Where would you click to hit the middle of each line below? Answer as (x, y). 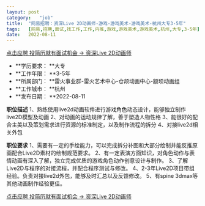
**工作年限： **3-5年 (43, 73)
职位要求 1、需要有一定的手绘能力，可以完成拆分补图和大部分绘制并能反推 (99, 145)
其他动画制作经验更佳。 (36, 183)
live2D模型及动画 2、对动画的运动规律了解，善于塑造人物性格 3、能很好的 (99, 117)
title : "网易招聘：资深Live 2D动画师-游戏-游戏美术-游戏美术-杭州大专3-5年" (96, 23)
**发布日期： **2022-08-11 (50, 97)
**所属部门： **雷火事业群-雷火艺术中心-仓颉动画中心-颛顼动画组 (98, 81)
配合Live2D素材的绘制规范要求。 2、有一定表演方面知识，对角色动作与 (100, 153)
